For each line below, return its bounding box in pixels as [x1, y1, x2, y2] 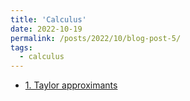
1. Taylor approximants [24, 79, 118, 91]
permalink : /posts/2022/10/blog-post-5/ [10, 33, 182, 43]
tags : [10, 42, 33, 53]
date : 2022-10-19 [10, 24, 83, 34]
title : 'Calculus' [10, 14, 87, 25]
